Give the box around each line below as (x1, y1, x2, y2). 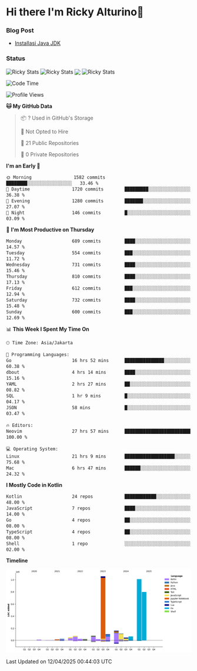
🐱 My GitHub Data (6, 103, 53, 110)
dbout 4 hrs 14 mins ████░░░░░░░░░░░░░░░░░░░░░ (6, 370, 191, 376)
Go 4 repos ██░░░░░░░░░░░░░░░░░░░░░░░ (6, 517, 191, 524)
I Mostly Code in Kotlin (6, 482, 63, 489)
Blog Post (6, 27, 34, 35)
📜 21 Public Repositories (20, 140, 79, 147)
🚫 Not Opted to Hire (20, 128, 69, 135)
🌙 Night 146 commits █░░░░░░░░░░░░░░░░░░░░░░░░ (6, 210, 191, 216)
